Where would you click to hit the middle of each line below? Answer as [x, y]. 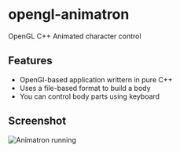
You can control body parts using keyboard [89, 96]
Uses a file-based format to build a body [85, 88]
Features [30, 61]
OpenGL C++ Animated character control [75, 36]
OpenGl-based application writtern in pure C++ [96, 79]
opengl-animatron [69, 14]
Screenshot [37, 121]
